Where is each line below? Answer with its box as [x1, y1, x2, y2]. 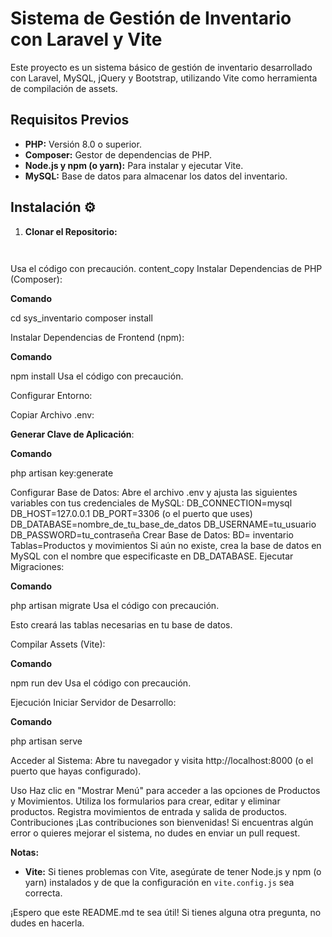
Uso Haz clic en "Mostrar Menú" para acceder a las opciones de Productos [10, 785, 321, 797]
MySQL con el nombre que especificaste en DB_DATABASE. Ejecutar [10, 550, 294, 562]
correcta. [24, 887, 63, 899]
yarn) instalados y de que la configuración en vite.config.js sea [24, 877, 295, 889]
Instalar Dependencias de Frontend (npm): [10, 332, 185, 344]
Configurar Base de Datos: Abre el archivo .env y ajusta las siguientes [10, 487, 298, 499]
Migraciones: [10, 561, 65, 573]
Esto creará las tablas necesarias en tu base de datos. [10, 619, 233, 631]
